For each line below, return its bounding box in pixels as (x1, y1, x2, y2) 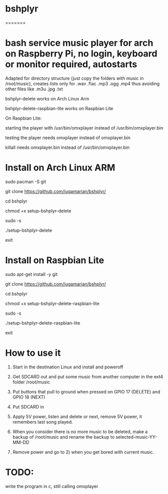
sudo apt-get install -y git (5, 271, 58, 277)
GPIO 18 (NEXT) (12, 394, 46, 400)
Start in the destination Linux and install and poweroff (12, 364, 123, 370)
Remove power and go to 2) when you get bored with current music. (12, 449, 154, 455)
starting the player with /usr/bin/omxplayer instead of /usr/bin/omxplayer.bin (5, 125, 163, 131)
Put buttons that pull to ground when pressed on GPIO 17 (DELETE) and (12, 388, 160, 394)
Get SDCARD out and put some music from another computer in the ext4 (12, 373, 163, 379)
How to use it (5, 347, 61, 358)
